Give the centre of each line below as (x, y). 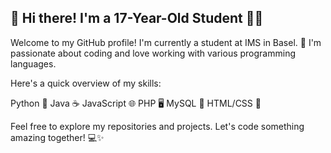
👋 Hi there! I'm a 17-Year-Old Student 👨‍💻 (137, 18)
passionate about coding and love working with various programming (153, 53)
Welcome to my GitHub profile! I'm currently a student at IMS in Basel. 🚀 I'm (166, 42)
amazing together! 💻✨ (57, 137)
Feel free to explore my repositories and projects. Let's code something (157, 126)
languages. (33, 63)
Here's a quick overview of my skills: (86, 83)
